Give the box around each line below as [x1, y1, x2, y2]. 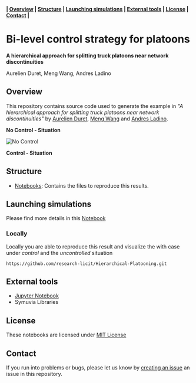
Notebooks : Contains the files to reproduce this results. [14, 182, 149, 189]
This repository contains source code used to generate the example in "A [6, 102, 184, 109]
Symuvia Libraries [14, 299, 59, 306]
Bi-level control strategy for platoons [6, 32, 190, 46]
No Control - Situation [6, 126, 61, 133]
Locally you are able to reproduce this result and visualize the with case [6, 243, 180, 250]
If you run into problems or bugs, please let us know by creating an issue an [6, 364, 190, 371]
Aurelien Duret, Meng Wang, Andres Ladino [6, 70, 112, 77]
